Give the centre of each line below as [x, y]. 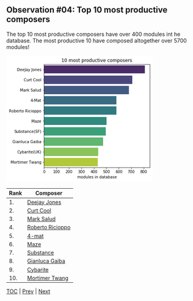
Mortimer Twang [48, 278]
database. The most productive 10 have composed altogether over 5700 [96, 40]
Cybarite [38, 269]
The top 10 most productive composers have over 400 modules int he [93, 34]
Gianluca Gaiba [46, 261]
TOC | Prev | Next [28, 291]
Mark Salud [41, 219]
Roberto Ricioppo [49, 228]
